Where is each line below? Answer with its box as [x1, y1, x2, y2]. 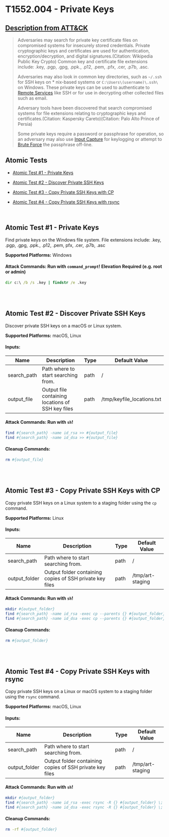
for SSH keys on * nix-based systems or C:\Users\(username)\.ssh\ [17, 79, 158, 85]
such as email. [17, 95, 48, 101]
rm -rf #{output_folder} [5, 827, 57, 832]
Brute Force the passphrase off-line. [17, 141, 93, 147]
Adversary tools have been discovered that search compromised [17, 105, 152, 111]
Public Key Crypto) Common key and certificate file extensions [17, 59, 148, 64]
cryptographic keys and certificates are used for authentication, [17, 48, 150, 54]
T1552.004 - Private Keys [5, 4, 114, 15]
